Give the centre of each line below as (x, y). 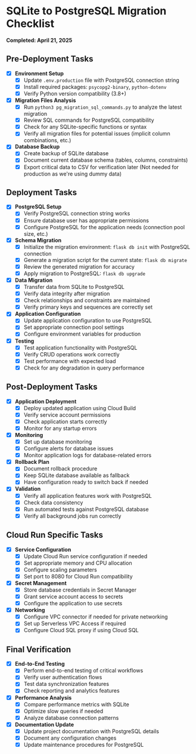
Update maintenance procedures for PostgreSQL (84, 744)
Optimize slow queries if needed (63, 711)
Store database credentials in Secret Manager (80, 590)
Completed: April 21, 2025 (39, 40)
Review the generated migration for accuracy (79, 266)
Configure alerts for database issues (69, 448)
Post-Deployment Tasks (52, 387)
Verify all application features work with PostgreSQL (88, 496)
